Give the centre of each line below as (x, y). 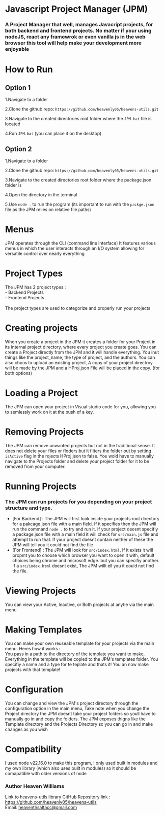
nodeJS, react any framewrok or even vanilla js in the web (75, 37)
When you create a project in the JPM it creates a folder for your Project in (80, 342)
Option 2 (18, 149)
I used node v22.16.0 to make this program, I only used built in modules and (82, 763)
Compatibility (33, 749)
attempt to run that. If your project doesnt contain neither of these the (82, 540)
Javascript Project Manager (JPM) (77, 9)
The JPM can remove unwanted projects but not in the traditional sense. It (80, 445)
